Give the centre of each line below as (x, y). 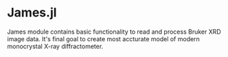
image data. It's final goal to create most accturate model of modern (104, 38)
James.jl (32, 13)
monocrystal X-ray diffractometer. (55, 46)
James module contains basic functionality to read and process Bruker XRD (114, 32)
